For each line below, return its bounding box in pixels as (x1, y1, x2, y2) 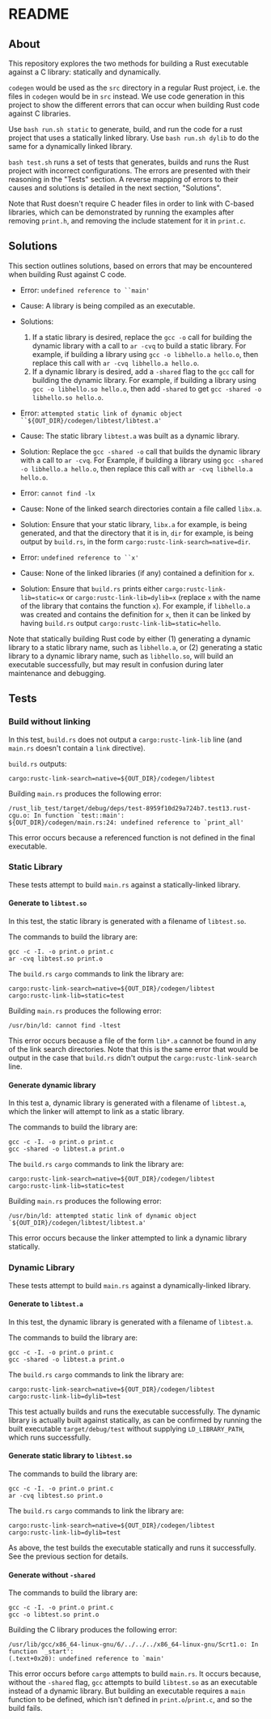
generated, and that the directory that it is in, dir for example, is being (19, 528, 254, 538)
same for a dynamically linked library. (8, 142, 133, 151)
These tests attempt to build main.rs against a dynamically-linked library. (8, 1280, 252, 1290)
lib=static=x (19, 594, 65, 602)
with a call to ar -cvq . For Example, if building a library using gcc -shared (19, 455, 264, 465)
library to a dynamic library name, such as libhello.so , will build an (8, 651, 234, 661)
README (8, 5, 70, 23)
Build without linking (8, 716, 91, 727)
